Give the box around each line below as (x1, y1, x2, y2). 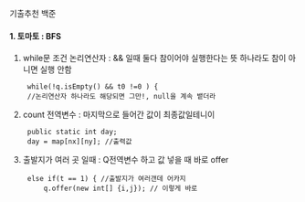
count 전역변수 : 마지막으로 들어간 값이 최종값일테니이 (22, 109, 216, 121)
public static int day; (26, 127, 118, 137)
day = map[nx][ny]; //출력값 (26, 137, 132, 146)
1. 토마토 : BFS (9, 30, 62, 41)
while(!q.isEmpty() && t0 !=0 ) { (26, 82, 159, 91)
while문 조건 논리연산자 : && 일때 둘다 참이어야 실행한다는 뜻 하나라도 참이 (22, 53, 287, 64)
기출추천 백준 (9, 8, 57, 18)
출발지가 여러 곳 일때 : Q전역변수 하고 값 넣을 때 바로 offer (22, 154, 229, 165)
